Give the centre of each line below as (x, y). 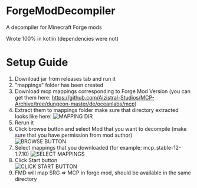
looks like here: (33, 116)
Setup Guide (37, 62)
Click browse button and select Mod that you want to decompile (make (101, 128)
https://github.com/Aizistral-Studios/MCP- (103, 97)
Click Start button (36, 160)
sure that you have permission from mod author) (73, 135)
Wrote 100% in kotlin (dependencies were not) (63, 38)
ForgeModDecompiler (61, 11)
